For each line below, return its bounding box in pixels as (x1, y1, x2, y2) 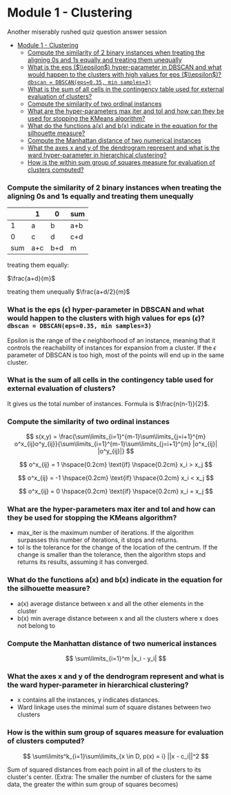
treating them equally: (7, 261, 70, 270)
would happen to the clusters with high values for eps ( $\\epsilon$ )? (27, 70, 222, 79)
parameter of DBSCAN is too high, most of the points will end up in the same (7, 350, 225, 359)
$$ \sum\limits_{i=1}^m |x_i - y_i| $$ (65, 654, 167, 663)
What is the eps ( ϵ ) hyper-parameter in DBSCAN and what (7, 305, 205, 314)
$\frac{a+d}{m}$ (7, 274, 56, 283)
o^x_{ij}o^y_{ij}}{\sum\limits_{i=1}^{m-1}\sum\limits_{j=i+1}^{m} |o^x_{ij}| (14, 440, 218, 448)
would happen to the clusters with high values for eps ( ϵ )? (7, 314, 205, 323)
